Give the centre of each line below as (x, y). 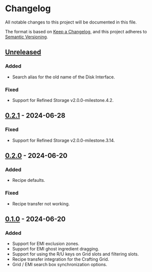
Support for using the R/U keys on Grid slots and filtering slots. (76, 254)
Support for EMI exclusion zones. (46, 244)
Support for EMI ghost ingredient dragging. (56, 249)
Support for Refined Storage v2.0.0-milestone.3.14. (63, 140)
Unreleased (23, 52)
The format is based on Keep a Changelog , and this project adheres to (76, 31)
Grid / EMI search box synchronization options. (60, 265)
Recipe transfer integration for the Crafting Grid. (61, 259)
